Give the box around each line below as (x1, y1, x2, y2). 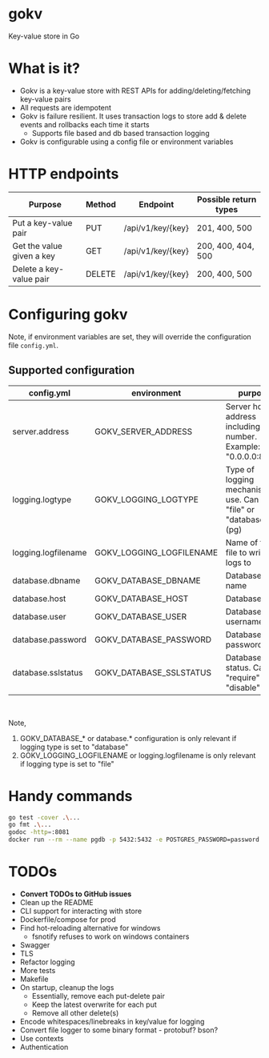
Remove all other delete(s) (31, 1008, 119, 1017)
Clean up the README (19, 897, 94, 907)
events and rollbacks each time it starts (19, 119, 150, 129)
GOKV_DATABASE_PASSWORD (94, 634, 212, 645)
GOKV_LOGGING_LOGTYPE (94, 494, 199, 505)
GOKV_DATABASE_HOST (94, 593, 189, 604)
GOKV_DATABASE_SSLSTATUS (94, 667, 212, 678)
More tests (19, 965, 56, 975)
